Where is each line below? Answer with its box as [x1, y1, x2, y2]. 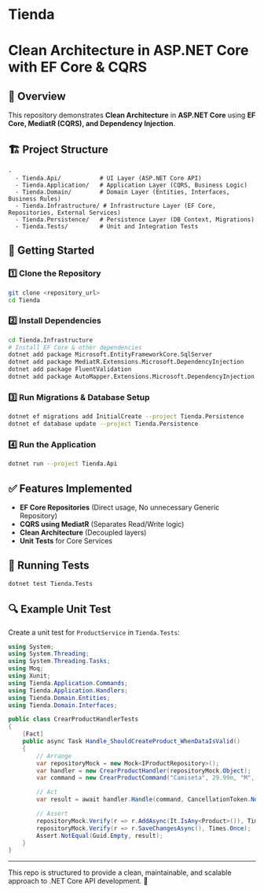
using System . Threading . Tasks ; [8, 658, 111, 665]
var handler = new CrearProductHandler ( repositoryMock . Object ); [36, 766, 251, 775]
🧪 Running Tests [8, 559, 90, 572]
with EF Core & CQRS [8, 58, 148, 76]
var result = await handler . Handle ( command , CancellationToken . [36, 795, 251, 804]
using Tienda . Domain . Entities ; [8, 694, 111, 702]
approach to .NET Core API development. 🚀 [8, 876, 148, 886]
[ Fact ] [22, 730, 44, 738]
